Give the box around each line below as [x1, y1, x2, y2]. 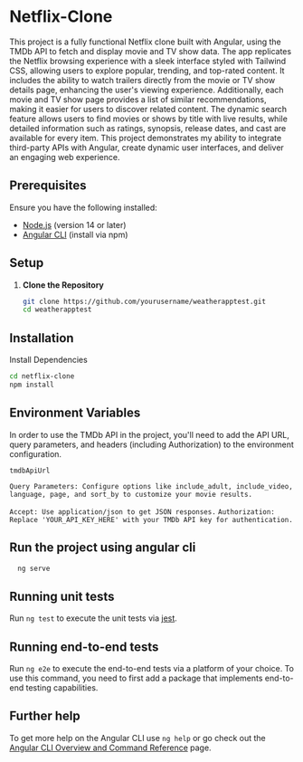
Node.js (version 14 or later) [22, 219, 127, 230]
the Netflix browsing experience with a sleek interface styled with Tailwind [9, 55, 287, 66]
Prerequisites [9, 178, 87, 194]
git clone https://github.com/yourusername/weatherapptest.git [22, 297, 267, 306]
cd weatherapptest [22, 305, 92, 314]
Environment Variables [9, 405, 141, 421]
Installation [9, 330, 74, 346]
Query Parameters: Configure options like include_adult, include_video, [9, 481, 294, 491]
